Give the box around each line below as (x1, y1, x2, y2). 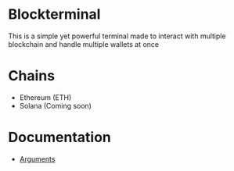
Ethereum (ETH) (19, 92, 72, 102)
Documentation (8, 129, 112, 146)
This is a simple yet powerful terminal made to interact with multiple (8, 31, 226, 41)
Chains (8, 67, 56, 85)
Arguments (19, 154, 56, 163)
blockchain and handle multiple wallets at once (8, 39, 159, 48)
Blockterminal (8, 5, 101, 23)
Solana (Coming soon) (19, 101, 92, 110)
